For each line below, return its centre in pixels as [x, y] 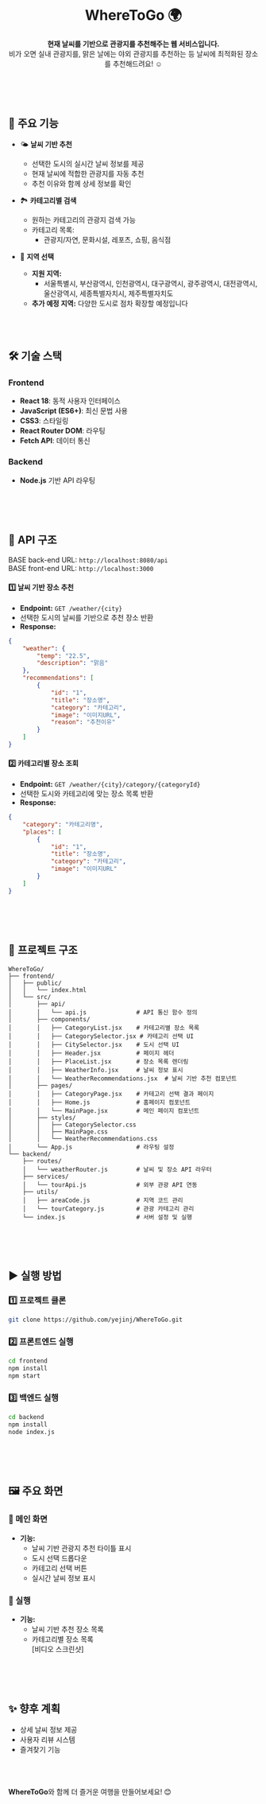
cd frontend [28, 1361]
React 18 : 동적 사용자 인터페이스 [70, 401]
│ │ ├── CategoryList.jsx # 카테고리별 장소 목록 [104, 1028]
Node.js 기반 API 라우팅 [58, 480]
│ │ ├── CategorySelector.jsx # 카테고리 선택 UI [101, 1036]
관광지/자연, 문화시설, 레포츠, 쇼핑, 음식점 [107, 239]
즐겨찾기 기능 [40, 1749]
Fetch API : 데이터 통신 [55, 441]
